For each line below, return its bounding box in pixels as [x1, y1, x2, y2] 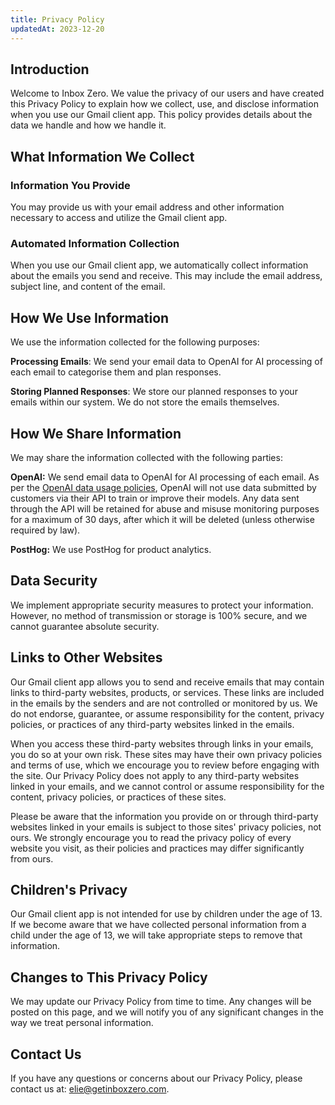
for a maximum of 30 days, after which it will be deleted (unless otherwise [10, 513, 315, 525]
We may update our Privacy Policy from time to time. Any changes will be [10, 996, 312, 1008]
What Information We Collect [10, 148, 195, 165]
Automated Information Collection [10, 236, 180, 250]
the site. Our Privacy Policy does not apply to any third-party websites [10, 769, 300, 781]
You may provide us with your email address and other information [10, 201, 285, 213]
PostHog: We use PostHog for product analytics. [10, 543, 212, 555]
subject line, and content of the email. [10, 281, 166, 293]
